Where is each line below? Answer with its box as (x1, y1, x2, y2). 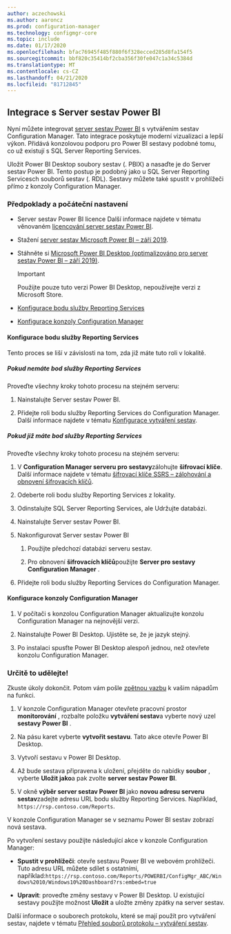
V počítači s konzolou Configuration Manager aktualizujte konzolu (17, 609, 205, 618)
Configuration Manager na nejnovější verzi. (17, 616, 140, 625)
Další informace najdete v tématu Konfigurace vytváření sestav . (17, 416, 198, 424)
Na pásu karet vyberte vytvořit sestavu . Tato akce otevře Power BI (17, 733, 208, 741)
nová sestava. (7, 823, 47, 831)
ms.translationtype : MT (7, 61, 76, 68)
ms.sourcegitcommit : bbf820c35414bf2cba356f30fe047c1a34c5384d (7, 55, 193, 62)
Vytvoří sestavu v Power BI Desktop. (17, 754, 121, 761)
